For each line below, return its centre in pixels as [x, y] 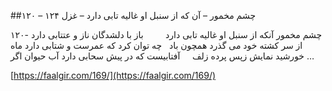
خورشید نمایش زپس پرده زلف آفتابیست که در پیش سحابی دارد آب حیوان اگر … [162, 56]
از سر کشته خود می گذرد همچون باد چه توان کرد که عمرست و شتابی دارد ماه [156, 45]
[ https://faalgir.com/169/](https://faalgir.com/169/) [113, 75]
